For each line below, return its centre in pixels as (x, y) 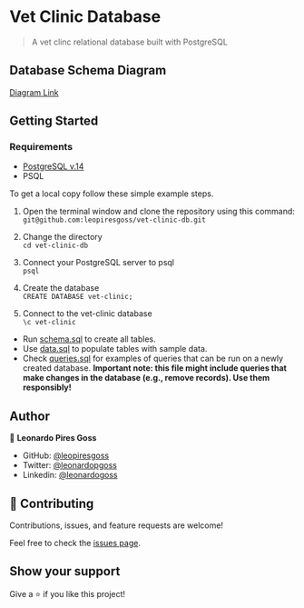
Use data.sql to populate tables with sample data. (115, 349)
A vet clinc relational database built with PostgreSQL (130, 42)
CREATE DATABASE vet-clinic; (78, 297)
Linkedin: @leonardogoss (70, 475)
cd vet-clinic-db (55, 246)
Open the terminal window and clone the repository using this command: (158, 212)
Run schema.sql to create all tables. (89, 339)
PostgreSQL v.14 (53, 166)
